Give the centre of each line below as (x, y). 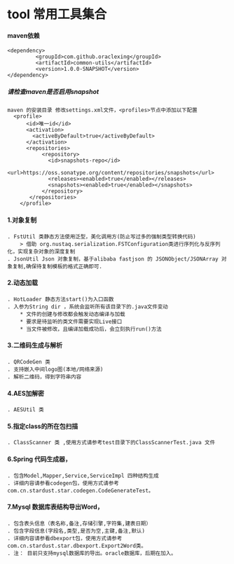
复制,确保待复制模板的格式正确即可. (57, 266)
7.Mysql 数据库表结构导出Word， (55, 507)
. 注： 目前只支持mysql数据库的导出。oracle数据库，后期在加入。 (92, 553)
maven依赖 (23, 35)
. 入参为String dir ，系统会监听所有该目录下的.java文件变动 (88, 307)
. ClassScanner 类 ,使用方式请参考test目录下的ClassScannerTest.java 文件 (111, 443)
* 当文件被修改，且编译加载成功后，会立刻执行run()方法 (91, 329)
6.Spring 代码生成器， (39, 459)
